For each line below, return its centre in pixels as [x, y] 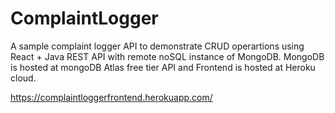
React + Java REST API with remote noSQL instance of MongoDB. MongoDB [167, 56]
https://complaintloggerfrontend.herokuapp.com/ [111, 97]
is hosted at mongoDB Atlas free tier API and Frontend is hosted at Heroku [163, 67]
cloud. [23, 78]
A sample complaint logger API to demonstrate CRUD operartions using [157, 46]
